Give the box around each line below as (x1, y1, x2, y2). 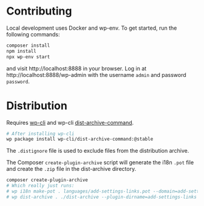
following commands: (6, 30, 60, 38)
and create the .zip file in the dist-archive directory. (6, 165, 137, 173)
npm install (6, 48, 36, 54)
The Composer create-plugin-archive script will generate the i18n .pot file (6, 159, 194, 166)
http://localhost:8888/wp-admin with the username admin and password (6, 71, 186, 78)
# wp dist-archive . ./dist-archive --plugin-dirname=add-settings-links (6, 194, 197, 200)
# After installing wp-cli (6, 130, 75, 137)
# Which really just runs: (6, 183, 75, 189)
